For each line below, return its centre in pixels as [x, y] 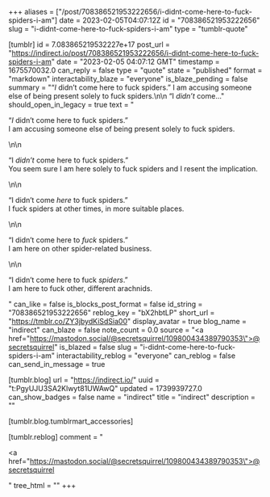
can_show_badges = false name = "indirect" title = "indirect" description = [132, 397]
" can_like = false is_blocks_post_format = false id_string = [106, 304]
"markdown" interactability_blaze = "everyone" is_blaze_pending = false [128, 79]
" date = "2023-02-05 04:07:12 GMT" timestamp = [135, 61]
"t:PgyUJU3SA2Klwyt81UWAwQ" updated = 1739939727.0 [106, 388]
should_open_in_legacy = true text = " [71, 105]
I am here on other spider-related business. [80, 248]
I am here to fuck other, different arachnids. [81, 289]
